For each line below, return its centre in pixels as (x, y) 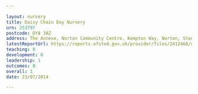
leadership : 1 (24, 60)
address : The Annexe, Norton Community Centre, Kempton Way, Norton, (93, 39)
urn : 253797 (21, 28)
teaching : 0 (21, 50)
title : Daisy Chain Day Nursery (46, 22)
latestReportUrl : (27, 44)
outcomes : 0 (21, 66)
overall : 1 (19, 71)
